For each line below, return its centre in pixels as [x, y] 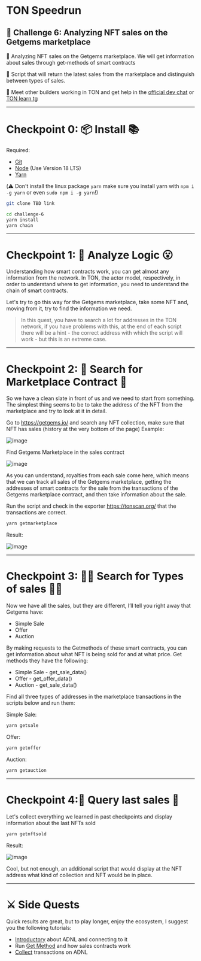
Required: [18, 150]
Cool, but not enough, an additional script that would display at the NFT [94, 868]
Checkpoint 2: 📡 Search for [74, 369]
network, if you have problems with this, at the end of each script [101, 326]
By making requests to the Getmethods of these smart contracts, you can [97, 648]
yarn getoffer [24, 748]
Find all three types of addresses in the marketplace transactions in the [94, 697]
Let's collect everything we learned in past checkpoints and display [89, 816]
